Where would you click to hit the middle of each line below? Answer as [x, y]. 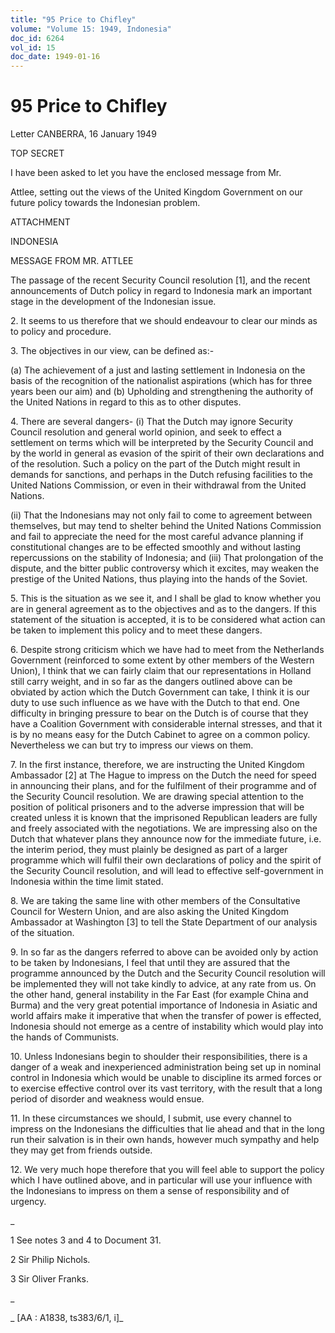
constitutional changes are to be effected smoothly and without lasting [156, 547]
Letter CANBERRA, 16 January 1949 [83, 134]
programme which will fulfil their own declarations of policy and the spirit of [166, 860]
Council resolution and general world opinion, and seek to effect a [146, 432]
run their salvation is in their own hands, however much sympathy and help [165, 1140]
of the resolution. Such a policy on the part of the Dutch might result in [155, 464]
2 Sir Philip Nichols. [50, 1260]
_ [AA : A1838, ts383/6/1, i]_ [67, 1318]
